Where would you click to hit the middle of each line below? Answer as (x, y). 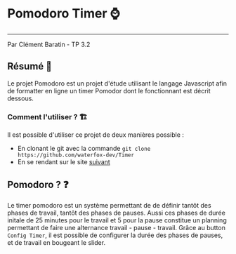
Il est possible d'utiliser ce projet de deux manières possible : (96, 135)
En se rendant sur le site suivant (64, 162)
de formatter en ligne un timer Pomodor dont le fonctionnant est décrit (109, 91)
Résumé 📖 (30, 66)
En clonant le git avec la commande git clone (84, 149)
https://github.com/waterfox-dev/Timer (76, 155)
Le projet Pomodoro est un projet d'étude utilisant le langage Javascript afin (117, 83)
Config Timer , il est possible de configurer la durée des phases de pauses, (115, 235)
